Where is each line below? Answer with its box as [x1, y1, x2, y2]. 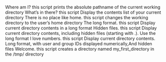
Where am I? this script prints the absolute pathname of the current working [5, 4, 161, 10]
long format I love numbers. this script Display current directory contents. [5, 35, 156, 41]
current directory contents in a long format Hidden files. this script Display [5, 25, 157, 31]
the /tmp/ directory [5, 51, 44, 57]
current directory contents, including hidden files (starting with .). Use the [5, 31, 156, 36]
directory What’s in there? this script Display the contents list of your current [5, 9, 162, 15]
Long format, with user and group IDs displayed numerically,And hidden [5, 41, 153, 46]
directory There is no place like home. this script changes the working [5, 15, 148, 20]
